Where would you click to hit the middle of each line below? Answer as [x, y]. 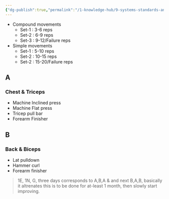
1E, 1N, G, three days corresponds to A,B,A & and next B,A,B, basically [90, 180]
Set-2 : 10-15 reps [38, 56]
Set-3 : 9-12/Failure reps [45, 40]
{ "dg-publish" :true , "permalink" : [40, 10]
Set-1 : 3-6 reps [36, 29]
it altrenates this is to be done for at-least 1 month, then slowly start [87, 186]
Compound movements [37, 24]
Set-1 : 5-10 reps [37, 51]
